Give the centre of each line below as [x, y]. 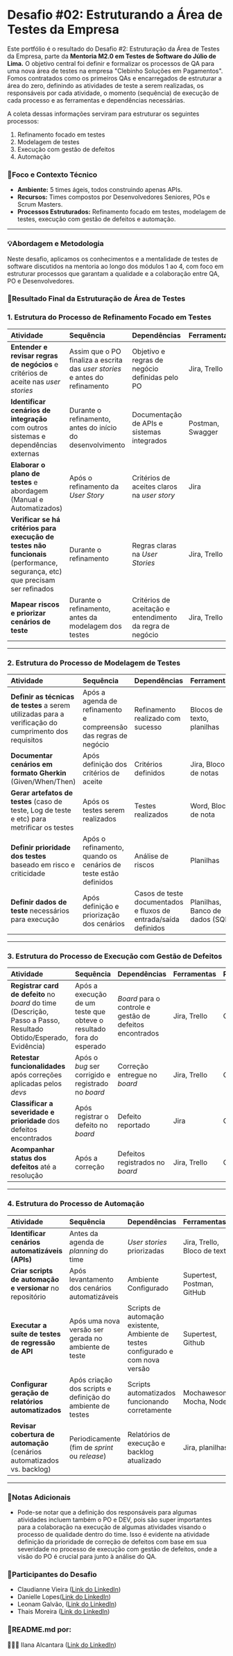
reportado [134, 1125]
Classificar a [32, 1104]
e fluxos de [153, 911]
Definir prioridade [41, 848]
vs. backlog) [31, 1469]
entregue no [137, 1075]
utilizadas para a [37, 714]
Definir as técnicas [43, 697]
